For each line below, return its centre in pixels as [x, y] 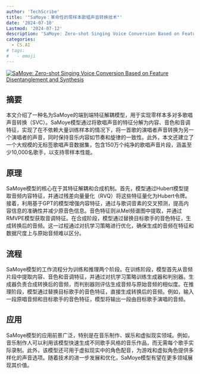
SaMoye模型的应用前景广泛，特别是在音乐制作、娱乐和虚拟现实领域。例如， [100, 335]
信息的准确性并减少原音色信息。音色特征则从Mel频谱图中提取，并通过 [97, 211]
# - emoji [21, 56]
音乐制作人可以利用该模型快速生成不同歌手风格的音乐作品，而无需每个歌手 [97, 342]
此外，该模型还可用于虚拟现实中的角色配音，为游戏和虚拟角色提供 [107, 350]
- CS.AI [21, 45]
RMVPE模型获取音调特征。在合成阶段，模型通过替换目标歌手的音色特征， [96, 218]
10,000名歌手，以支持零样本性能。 [54, 152]
